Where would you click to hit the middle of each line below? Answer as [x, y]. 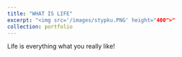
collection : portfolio [40, 26]
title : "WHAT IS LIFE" [40, 14]
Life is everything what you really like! [61, 47]
